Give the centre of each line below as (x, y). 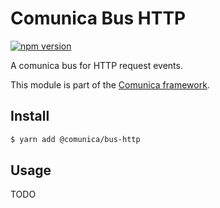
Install (30, 116)
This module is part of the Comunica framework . (110, 84)
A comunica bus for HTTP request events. (96, 65)
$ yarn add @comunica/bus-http (75, 139)
